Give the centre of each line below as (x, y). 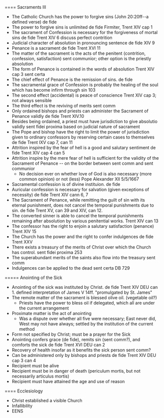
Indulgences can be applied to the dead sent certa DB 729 (71, 268)
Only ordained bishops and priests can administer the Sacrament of (80, 111)
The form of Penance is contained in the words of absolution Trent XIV (83, 69)
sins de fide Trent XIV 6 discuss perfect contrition (62, 37)
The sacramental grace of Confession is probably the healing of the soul (85, 85)
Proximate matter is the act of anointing (52, 313)
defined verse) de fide (34, 22)
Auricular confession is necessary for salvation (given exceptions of (80, 190)
